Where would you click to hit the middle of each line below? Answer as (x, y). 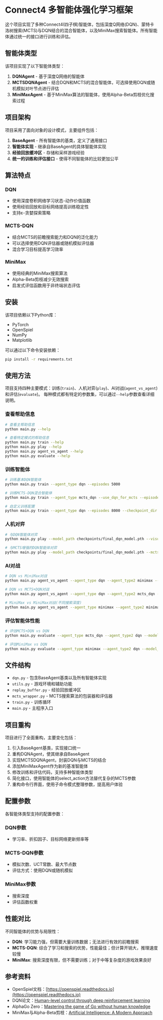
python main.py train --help (34, 442)
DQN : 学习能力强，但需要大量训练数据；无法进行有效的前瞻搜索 (75, 942)
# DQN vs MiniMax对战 (26, 576)
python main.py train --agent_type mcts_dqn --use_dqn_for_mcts (71, 497)
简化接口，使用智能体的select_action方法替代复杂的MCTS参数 (74, 778)
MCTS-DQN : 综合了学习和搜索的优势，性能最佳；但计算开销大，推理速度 (85, 948)
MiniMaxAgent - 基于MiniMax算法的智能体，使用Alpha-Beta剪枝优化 (81, 94)
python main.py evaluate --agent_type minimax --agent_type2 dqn (72, 649)
